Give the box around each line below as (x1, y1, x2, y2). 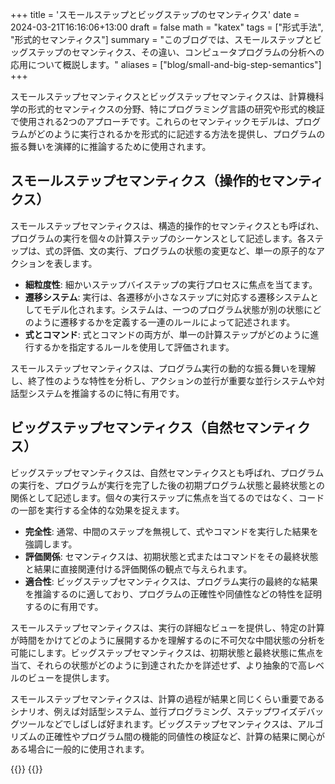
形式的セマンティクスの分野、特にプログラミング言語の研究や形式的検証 (27, 103, 325, 115)
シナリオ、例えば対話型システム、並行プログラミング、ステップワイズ (10, 705, 298, 717)
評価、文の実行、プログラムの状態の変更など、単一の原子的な (62, 244, 317, 257)
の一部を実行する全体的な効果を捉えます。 (10, 504, 185, 516)
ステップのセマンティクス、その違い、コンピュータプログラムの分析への (27, 46, 325, 58)
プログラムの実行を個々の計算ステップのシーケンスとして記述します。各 (10, 232, 307, 244)
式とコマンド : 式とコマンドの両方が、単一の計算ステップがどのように (24, 328, 311, 340)
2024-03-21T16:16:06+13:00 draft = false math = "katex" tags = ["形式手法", (10, 21, 324, 33)
